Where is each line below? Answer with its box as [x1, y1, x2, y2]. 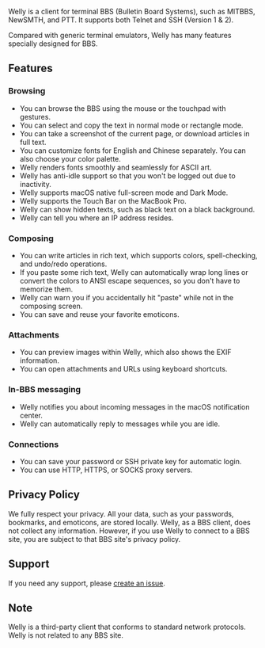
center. [19, 410, 44, 420]
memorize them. [19, 284, 74, 294]
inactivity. [19, 179, 51, 189]
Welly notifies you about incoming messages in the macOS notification [19, 402, 251, 411]
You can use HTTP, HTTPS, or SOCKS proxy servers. [19, 465, 193, 475]
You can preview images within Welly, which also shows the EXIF [19, 348, 232, 357]
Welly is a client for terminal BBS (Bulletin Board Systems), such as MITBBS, [8, 7, 256, 16]
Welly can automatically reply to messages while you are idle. [19, 419, 220, 429]
